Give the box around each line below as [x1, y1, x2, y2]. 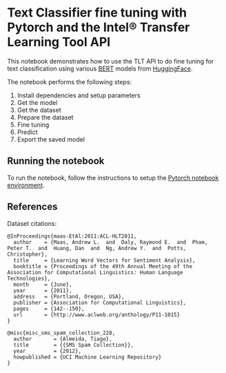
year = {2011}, [13, 287, 72, 294]
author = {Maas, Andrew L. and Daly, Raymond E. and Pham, [13, 238, 208, 246]
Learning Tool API [7, 35, 111, 50]
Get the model [17, 98, 58, 106]
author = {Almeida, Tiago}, [13, 335, 112, 343]
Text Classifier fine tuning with [7, 5, 187, 21]
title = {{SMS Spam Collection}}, [13, 341, 134, 348]
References [7, 201, 58, 213]
